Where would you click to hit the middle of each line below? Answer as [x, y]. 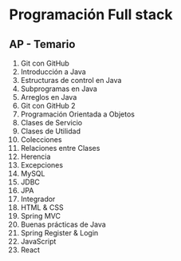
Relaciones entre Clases [60, 148]
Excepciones [41, 165]
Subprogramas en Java [59, 89]
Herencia [35, 156]
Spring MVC [41, 216]
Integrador [38, 199]
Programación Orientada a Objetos [77, 114]
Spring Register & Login [59, 233]
